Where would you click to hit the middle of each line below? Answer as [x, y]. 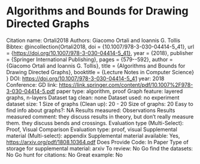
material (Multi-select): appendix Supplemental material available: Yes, [93, 135]
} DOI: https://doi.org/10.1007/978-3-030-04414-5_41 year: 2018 [85, 78]
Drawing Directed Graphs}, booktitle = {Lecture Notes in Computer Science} [100, 72]
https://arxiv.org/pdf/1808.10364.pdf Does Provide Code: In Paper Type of [97, 142]
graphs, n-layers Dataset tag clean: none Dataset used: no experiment [93, 98]
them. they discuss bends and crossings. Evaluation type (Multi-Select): [95, 123]
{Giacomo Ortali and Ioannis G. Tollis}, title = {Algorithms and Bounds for [96, 66]
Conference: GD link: [32, 84]
